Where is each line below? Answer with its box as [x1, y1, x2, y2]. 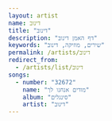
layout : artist [8, 11, 59, 20]
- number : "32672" [15, 78, 77, 86]
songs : [8, 71, 30, 79]
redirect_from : [8, 57, 59, 64]
